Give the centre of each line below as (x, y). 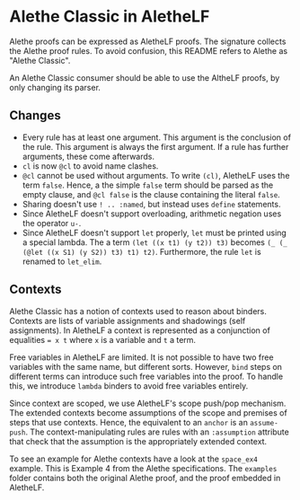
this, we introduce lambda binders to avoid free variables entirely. (129, 386)
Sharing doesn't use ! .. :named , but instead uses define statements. (151, 204)
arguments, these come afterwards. (88, 156)
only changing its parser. (55, 87)
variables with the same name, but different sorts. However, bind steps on (146, 366)
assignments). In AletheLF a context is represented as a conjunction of (140, 330)
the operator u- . (52, 223)
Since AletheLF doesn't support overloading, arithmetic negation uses (152, 214)
